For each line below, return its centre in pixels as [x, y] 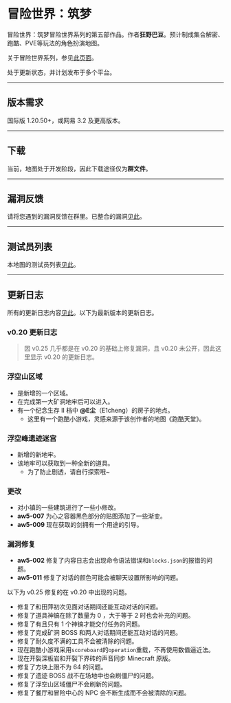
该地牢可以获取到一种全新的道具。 [65, 463]
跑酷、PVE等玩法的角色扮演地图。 [55, 43]
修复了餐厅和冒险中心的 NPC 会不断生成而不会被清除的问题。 [103, 693]
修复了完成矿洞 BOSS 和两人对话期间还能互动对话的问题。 [99, 633]
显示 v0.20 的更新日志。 [64, 357]
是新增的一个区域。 [44, 393]
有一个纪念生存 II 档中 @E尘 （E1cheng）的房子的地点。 [95, 410]
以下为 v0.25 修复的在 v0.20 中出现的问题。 [69, 592]
